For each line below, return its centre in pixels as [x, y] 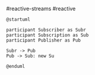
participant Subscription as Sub [47, 35]
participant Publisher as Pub [44, 40]
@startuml [18, 20]
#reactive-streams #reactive [41, 9]
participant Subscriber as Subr [46, 30]
